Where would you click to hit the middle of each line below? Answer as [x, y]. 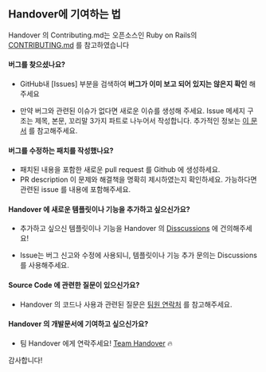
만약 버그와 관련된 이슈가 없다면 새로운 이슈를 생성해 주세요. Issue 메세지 [132, 111]
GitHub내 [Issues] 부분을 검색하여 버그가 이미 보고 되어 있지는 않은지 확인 [133, 84]
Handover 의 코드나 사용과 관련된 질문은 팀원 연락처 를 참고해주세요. [126, 304]
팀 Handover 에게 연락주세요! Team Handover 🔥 [96, 343]
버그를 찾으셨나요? [37, 65]
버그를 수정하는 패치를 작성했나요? [61, 151]
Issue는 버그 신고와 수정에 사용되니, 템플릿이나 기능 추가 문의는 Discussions [138, 255]
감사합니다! [25, 360]
